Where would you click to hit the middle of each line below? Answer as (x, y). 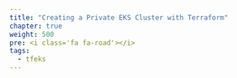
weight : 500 (32, 34)
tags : (19, 51)
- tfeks (32, 59)
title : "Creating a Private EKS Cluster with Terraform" (119, 17)
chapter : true (36, 26)
